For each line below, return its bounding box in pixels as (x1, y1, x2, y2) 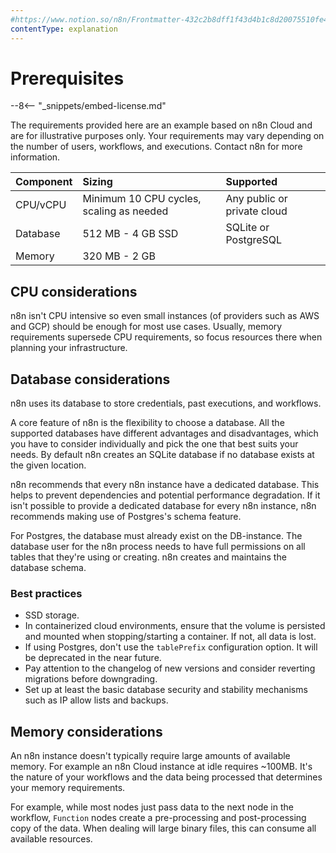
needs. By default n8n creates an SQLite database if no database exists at (10, 449, 315, 461)
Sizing (82, 175, 113, 189)
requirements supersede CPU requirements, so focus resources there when (10, 331, 323, 343)
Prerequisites (10, 67, 125, 90)
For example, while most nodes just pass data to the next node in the (10, 801, 294, 813)
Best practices (10, 586, 83, 600)
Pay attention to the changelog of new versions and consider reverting (24, 662, 316, 675)
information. (10, 151, 61, 163)
